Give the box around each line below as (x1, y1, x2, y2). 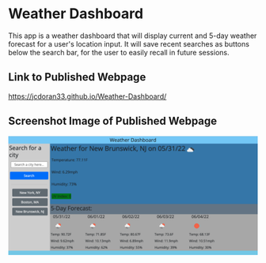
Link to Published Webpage (8, 70, 146, 84)
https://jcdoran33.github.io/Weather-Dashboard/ (8, 92, 167, 101)
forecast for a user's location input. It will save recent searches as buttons (8, 39, 249, 48)
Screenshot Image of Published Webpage (8, 115, 218, 128)
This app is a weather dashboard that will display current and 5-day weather (8, 31, 257, 40)
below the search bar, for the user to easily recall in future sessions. (8, 47, 230, 57)
